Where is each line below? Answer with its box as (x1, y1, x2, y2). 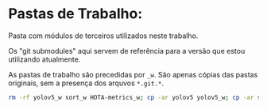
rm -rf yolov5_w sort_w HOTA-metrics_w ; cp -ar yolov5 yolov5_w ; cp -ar (8, 93, 254, 101)
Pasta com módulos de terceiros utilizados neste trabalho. (8, 31, 199, 40)
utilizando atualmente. (8, 54, 81, 64)
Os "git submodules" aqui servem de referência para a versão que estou (8, 46, 246, 55)
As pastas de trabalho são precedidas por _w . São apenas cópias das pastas (8, 70, 258, 79)
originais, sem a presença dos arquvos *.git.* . (8, 78, 164, 88)
